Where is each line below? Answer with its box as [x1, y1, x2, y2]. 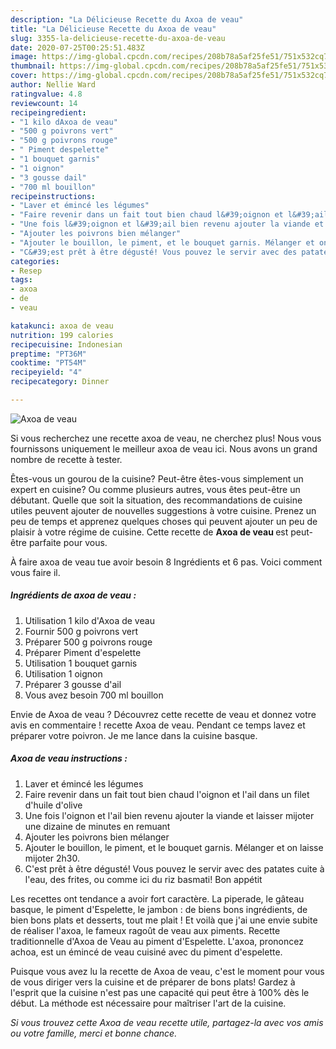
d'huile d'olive [24, 799, 83, 811]
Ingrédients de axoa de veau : [10, 589, 137, 601]
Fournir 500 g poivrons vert [24, 625, 139, 637]
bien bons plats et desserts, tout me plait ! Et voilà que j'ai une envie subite [10, 914, 318, 926]
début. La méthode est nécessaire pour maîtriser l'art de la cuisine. [10, 997, 287, 1009]
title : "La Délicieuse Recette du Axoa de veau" [10, 24, 217, 34]
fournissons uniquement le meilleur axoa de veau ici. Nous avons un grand [10, 442, 318, 455]
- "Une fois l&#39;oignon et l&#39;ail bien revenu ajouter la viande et [10, 219, 325, 230]
